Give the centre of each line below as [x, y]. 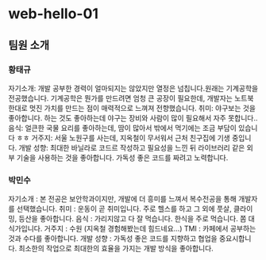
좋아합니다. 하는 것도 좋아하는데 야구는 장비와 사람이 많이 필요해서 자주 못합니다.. [133, 118]
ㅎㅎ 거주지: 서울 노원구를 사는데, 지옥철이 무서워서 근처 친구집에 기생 [123, 138]
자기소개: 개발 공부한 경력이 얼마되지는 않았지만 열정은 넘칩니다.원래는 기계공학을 [133, 88]
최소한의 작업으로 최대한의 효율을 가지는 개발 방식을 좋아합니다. [116, 249]
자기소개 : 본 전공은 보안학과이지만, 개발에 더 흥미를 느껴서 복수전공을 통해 [122, 199]
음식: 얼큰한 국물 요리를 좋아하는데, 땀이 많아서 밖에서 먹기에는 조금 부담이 [122, 128]
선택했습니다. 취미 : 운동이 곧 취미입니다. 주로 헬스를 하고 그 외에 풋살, [124, 209]
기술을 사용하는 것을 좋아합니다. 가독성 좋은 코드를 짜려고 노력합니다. [122, 157]
